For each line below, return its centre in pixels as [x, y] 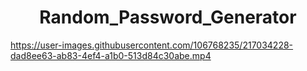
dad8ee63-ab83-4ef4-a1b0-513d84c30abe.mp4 [111, 55]
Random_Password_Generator [168, 17]
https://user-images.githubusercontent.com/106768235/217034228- [152, 45]
